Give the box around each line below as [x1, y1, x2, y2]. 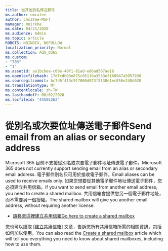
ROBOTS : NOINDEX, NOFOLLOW [5, 41, 62, 46]
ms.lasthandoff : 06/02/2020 [5, 92, 65, 97]
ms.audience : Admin [5, 31, 47, 36]
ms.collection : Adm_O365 [5, 50, 58, 55]
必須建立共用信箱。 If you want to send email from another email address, [5, 184, 158, 190]
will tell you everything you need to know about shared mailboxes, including [5, 236, 163, 242]
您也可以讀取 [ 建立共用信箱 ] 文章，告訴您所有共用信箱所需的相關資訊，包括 [5, 224, 162, 230]
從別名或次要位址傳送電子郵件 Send [5, 120, 152, 132]
